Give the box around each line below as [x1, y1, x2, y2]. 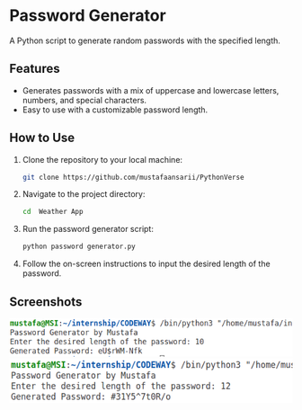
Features [9, 61, 60, 76]
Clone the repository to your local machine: [22, 154, 182, 165]
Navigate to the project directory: [22, 189, 146, 200]
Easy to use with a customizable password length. [22, 104, 209, 115]
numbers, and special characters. [22, 94, 147, 105]
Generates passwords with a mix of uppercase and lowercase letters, [22, 85, 280, 95]
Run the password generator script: [22, 224, 155, 235]
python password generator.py [22, 242, 137, 252]
